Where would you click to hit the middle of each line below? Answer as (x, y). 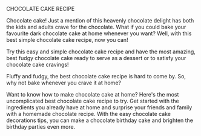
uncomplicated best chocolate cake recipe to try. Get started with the (93, 101)
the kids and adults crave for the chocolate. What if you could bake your (96, 27)
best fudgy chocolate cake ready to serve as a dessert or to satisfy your (96, 58)
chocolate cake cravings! (38, 64)
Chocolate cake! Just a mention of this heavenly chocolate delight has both (100, 20)
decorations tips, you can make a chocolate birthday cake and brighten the (100, 120)
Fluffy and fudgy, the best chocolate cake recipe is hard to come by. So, (96, 76)
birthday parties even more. (41, 127)
